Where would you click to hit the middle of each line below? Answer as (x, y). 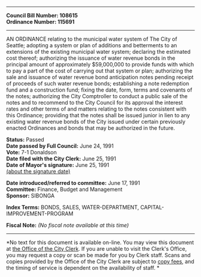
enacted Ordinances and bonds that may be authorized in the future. (91, 128)
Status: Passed (25, 139)
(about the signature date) (38, 171)
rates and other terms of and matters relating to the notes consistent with (96, 109)
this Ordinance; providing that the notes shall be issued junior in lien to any (98, 115)
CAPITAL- (152, 207)
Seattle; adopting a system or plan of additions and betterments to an (92, 45)
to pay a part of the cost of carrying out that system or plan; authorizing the (99, 71)
